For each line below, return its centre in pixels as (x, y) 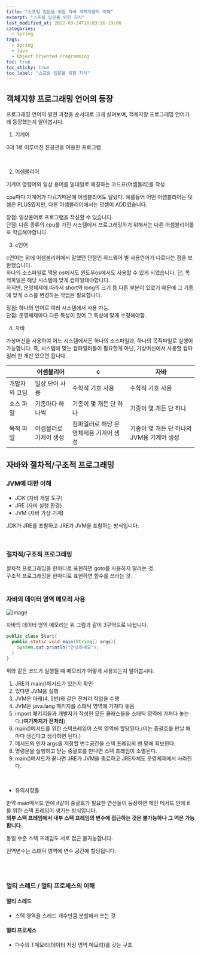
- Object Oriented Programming (51, 56)
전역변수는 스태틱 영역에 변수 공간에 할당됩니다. (61, 850)
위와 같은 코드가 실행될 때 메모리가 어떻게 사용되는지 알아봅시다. (80, 671)
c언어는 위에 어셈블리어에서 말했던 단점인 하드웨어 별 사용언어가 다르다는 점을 (96, 258)
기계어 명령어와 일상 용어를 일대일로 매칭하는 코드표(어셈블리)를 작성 (86, 184)
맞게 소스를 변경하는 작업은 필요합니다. (57, 295)
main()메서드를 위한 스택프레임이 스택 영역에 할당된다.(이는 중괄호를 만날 (100, 728)
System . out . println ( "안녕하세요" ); (58, 647)
